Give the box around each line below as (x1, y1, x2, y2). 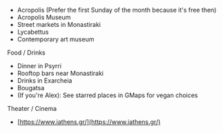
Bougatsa (17, 84, 45, 92)
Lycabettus (17, 28, 49, 36)
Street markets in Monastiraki (17, 21, 101, 28)
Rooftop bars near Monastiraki (17, 69, 104, 77)
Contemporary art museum (17, 35, 95, 43)
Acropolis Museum (17, 13, 71, 21)
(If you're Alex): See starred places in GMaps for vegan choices (17, 91, 198, 99)
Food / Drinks (7, 48, 46, 57)
